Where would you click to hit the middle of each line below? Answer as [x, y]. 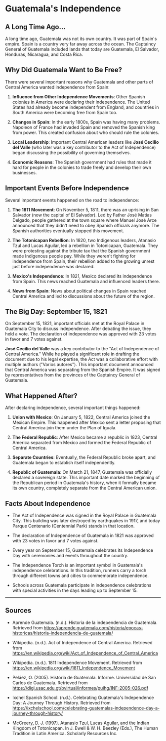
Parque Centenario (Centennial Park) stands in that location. [73, 526]
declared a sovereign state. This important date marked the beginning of [86, 478]
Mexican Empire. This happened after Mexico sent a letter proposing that [86, 422]
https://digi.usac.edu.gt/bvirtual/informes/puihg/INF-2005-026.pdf [80, 688]
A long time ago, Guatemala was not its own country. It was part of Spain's [81, 39]
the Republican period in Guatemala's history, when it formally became [84, 483]
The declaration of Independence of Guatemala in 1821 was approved [83, 535]
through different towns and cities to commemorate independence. [81, 576]
